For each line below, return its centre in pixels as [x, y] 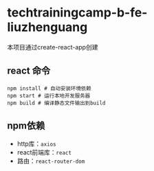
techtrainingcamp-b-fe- [77, 13]
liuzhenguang [47, 27]
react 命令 [29, 71]
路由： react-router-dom [51, 161]
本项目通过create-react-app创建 [53, 47]
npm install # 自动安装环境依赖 [49, 88]
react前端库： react [44, 152]
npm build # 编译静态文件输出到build [56, 103]
